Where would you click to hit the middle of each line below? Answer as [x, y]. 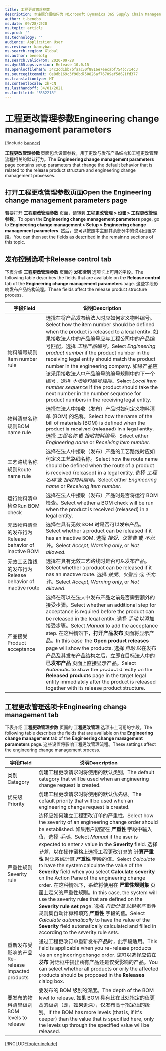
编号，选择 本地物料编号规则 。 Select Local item [102, 381]
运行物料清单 [23, 498]
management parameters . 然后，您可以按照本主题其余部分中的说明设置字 [81, 231]
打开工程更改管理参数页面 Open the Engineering [78, 192]
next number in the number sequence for [94, 393]
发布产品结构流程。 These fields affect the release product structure [78, 289]
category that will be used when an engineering [94, 779]
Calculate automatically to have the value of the [94, 920]
